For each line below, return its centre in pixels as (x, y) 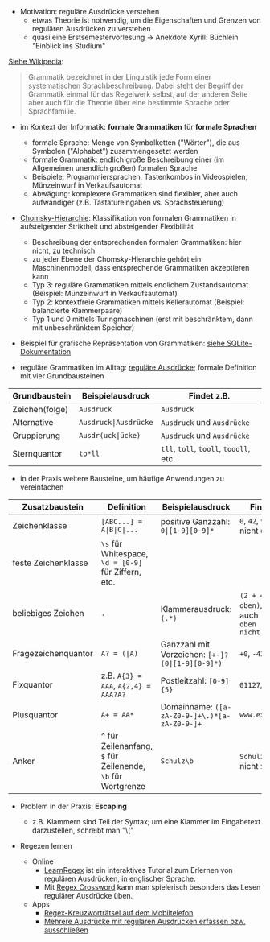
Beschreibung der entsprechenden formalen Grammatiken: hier (137, 242)
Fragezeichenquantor (53, 653)
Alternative (33, 422)
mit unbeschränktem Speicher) (83, 328)
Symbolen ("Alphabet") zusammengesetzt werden (115, 151)
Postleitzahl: (184, 681)
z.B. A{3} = (121, 676)
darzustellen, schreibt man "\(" (83, 830)
